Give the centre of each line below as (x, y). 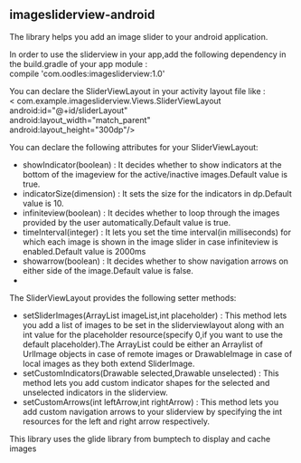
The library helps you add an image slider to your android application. (139, 36)
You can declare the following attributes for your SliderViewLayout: (134, 147)
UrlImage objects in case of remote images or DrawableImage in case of (157, 353)
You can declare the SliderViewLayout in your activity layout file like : (137, 91)
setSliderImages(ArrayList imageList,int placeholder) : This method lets (155, 315)
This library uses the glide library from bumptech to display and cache (140, 439)
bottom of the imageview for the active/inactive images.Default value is (155, 174)
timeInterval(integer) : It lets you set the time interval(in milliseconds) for (157, 232)
